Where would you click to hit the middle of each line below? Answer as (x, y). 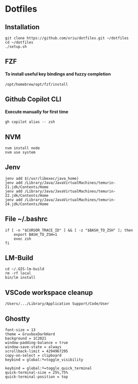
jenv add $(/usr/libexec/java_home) (42, 178)
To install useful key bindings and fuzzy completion (58, 74)
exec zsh (23, 239)
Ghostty (17, 318)
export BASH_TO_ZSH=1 (35, 234)
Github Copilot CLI (33, 99)
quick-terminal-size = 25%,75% (37, 373)
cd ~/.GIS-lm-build (25, 269)
